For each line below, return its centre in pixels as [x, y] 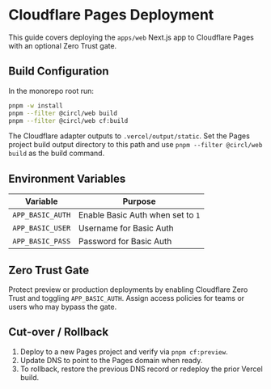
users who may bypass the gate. [63, 307]
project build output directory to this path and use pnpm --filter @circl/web [135, 145]
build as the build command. [57, 153]
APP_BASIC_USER [42, 228]
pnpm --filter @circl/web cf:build [68, 121]
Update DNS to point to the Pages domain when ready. [111, 360]
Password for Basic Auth [125, 242]
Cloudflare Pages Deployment [111, 15]
